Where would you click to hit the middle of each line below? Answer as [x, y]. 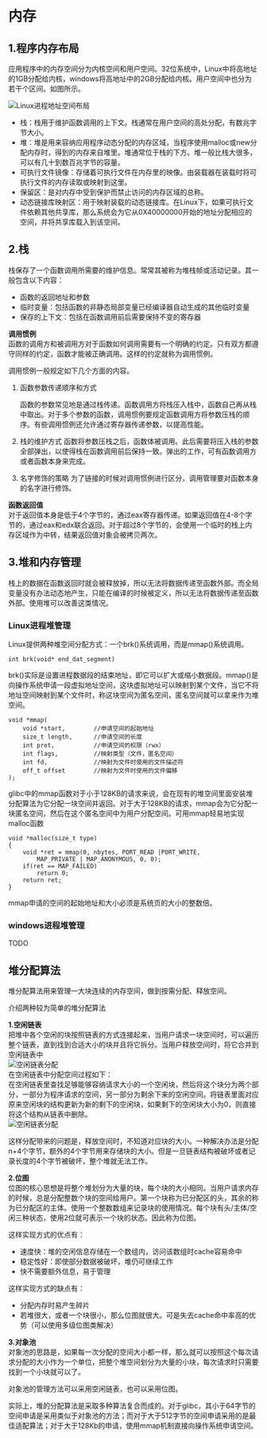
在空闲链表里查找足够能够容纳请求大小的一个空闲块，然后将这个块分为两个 [130, 1085]
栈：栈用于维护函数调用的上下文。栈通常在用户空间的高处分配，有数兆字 [138, 123]
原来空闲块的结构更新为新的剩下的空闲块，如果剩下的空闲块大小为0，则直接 [132, 1105]
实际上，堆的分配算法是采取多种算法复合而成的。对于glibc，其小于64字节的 [132, 1406]
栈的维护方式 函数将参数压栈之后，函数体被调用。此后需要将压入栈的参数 [139, 441]
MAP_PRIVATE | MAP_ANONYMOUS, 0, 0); [99, 859]
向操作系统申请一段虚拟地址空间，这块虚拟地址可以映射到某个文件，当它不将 [133, 684]
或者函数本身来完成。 [54, 461]
